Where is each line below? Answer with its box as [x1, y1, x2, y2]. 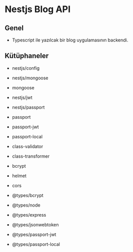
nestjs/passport [12, 104, 45, 110]
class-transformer [12, 153, 50, 159]
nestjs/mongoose [12, 75, 49, 81]
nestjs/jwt [12, 94, 33, 100]
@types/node [12, 202, 41, 208]
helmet [12, 173, 27, 179]
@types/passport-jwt [12, 231, 56, 237]
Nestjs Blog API [5, 4, 71, 15]
